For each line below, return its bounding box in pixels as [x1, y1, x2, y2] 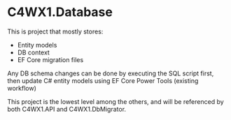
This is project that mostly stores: [7, 27, 104, 36]
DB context [17, 48, 50, 57]
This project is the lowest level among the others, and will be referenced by [7, 97, 224, 105]
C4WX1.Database [7, 4, 113, 20]
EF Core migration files [17, 55, 84, 63]
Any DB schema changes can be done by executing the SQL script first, [7, 69, 214, 77]
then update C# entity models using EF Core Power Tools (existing [7, 76, 199, 84]
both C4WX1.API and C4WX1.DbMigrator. [7, 105, 127, 113]
